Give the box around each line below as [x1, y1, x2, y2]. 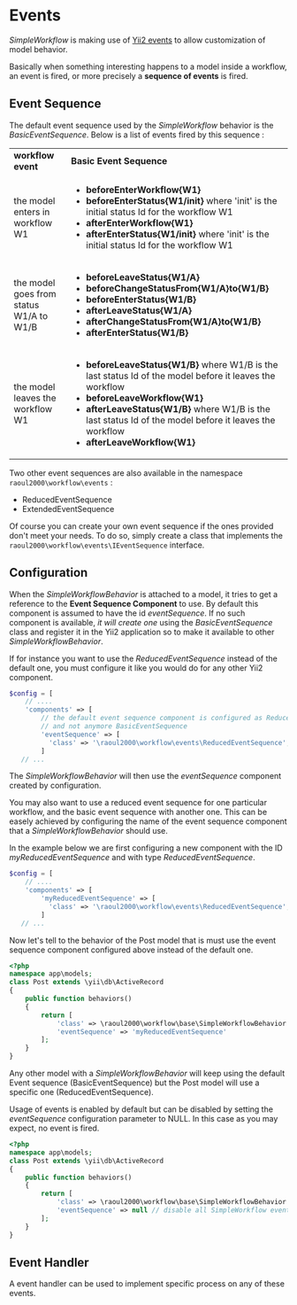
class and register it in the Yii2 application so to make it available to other [9, 626, 275, 637]
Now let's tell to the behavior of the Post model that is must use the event [9, 935, 277, 945]
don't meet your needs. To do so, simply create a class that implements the [9, 530, 283, 540]
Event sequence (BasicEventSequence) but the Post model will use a [9, 1077, 260, 1088]
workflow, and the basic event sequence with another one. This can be [9, 807, 268, 818]
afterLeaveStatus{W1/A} [86, 304, 193, 316]
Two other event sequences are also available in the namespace [9, 467, 243, 478]
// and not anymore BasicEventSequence [41, 722, 188, 731]
